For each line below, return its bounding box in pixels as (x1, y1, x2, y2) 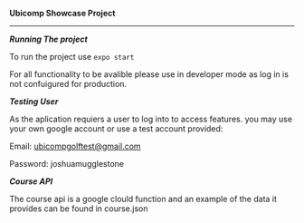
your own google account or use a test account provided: (9, 123, 223, 134)
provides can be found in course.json (9, 203, 148, 214)
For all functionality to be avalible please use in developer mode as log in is (9, 69, 290, 80)
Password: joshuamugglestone (9, 159, 125, 169)
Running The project (9, 34, 88, 44)
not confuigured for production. (9, 79, 128, 89)
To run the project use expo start (9, 52, 135, 62)
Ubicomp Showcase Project (9, 8, 116, 18)
